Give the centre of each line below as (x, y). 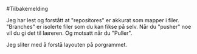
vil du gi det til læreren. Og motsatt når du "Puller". (69, 33)
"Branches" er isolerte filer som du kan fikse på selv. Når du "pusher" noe (99, 27)
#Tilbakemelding (27, 9)
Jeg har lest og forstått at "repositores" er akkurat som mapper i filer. (93, 20)
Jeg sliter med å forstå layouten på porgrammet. (67, 45)
